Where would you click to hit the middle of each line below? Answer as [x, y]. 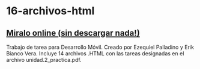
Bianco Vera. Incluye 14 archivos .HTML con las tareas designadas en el [95, 54]
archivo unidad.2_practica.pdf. [44, 60]
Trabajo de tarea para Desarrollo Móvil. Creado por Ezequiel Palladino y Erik [100, 47]
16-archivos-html [50, 11]
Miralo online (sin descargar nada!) [73, 33]
